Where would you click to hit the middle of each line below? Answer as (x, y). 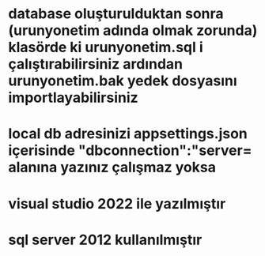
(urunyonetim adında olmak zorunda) (133, 30)
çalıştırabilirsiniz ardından (96, 64)
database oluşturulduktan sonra (116, 14)
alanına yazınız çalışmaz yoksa (112, 168)
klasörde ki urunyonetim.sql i (106, 47)
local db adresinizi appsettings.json (128, 134)
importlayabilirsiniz (73, 98)
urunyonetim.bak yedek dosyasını (123, 81)
